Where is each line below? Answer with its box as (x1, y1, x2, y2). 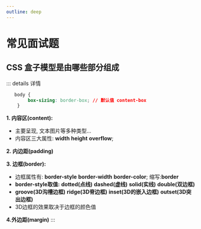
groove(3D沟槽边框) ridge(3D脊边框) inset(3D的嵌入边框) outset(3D (14, 188, 187, 196)
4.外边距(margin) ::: (6, 216, 55, 224)
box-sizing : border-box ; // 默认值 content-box (28, 97, 147, 103)
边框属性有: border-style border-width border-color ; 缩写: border (14, 173, 179, 181)
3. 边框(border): (6, 160, 46, 168)
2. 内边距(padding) (6, 148, 54, 155)
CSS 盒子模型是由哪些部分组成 (6, 63, 120, 73)
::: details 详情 (6, 80, 41, 87)
